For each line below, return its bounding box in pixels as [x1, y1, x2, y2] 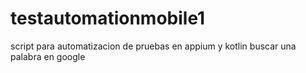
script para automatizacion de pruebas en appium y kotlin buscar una [10, 40, 297, 52]
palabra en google [10, 50, 86, 62]
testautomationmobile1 [10, 7, 206, 30]
